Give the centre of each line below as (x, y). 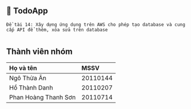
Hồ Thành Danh (31, 88)
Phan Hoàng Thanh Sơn (42, 97)
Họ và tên (23, 68)
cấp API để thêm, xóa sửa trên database (57, 30)
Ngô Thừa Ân (28, 78)
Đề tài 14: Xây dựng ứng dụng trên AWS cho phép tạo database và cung (96, 24)
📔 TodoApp (27, 11)
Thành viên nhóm (39, 52)
